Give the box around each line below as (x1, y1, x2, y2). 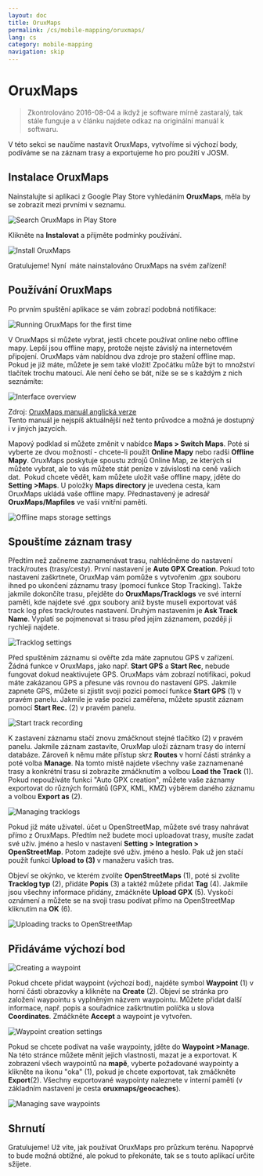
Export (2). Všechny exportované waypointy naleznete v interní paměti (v (8, 1076, 243, 1085)
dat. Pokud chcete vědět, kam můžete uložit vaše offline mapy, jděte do (8, 472, 241, 481)
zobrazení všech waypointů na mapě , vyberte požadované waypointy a (8, 1059, 239, 1068)
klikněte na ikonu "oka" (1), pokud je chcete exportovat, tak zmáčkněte (8, 1067, 236, 1076)
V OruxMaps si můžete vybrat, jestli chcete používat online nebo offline (8, 334, 239, 344)
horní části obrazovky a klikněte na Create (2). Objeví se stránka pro (8, 987, 229, 996)
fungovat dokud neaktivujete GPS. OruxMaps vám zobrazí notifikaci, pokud (8, 670, 251, 679)
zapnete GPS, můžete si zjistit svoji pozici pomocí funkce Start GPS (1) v (8, 686, 242, 696)
